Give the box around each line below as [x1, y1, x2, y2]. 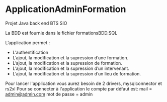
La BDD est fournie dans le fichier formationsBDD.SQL [5, 30, 118, 36]
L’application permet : [5, 39, 50, 46]
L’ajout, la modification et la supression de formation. [12, 60, 122, 66]
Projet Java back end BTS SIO [5, 20, 67, 26]
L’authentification [12, 49, 49, 55]
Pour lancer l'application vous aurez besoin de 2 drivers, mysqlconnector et [5, 80, 162, 86]
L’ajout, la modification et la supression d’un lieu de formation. [12, 70, 141, 76]
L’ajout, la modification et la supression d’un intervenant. [12, 65, 130, 71]
